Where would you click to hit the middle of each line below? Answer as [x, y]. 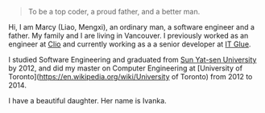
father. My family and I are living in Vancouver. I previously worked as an [128, 36]
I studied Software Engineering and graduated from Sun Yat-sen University [132, 60]
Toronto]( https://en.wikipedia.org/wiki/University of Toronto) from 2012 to [130, 77]
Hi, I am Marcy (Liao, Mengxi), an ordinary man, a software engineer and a [132, 27]
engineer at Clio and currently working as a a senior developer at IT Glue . [130, 44]
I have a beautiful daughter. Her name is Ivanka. [87, 101]
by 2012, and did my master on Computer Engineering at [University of [126, 68]
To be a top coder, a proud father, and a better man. [114, 12]
